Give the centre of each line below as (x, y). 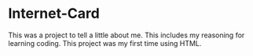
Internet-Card (54, 14)
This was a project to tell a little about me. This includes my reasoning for (126, 35)
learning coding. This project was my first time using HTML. (105, 43)
